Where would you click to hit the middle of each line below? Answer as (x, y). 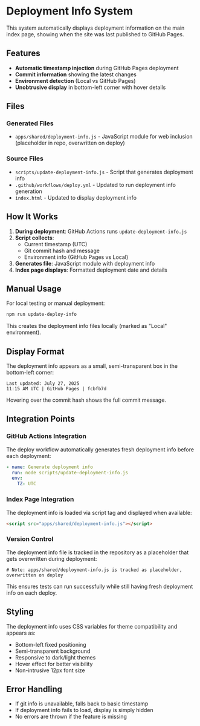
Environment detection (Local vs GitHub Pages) (75, 80)
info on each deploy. (32, 593)
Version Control (30, 539)
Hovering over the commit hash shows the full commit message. (86, 400)
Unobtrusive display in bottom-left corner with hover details (90, 87)
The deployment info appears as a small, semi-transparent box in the (92, 366)
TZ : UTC (27, 484)
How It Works (32, 217)
